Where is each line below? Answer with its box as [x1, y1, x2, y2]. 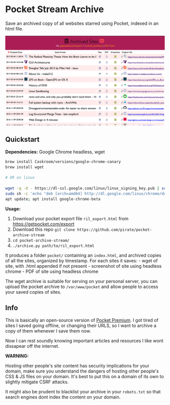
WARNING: [5, 353, 29, 359]
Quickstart [5, 135, 40, 144]
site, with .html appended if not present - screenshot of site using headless [5, 263, 162, 269]
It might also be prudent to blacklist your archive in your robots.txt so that [5, 388, 161, 394]
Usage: [5, 206, 21, 212]
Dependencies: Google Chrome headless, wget [5, 148, 105, 155]
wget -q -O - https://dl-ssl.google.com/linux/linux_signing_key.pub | [5, 186, 159, 191]
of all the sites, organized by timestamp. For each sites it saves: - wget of [5, 257, 158, 264]
